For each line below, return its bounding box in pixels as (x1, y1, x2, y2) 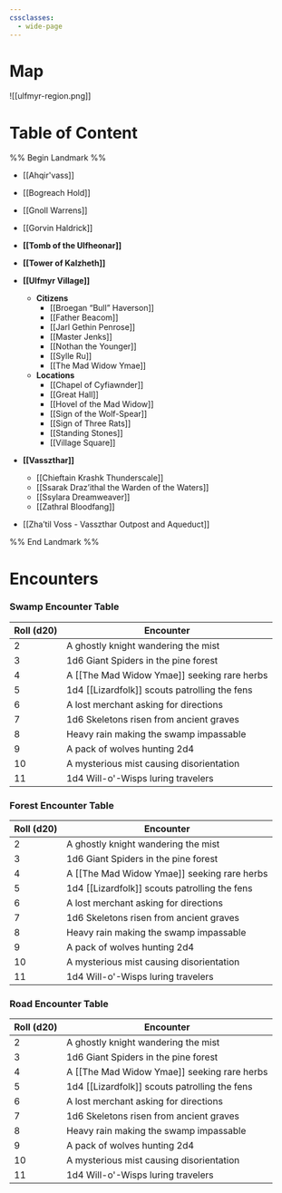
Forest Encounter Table (9, 799, 115, 811)
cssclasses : (9, 13, 54, 23)
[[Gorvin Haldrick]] (22, 223, 93, 234)
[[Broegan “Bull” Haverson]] (49, 303, 154, 314)
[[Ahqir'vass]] (22, 170, 75, 181)
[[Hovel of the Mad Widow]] (49, 399, 154, 410)
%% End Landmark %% (9, 537, 100, 548)
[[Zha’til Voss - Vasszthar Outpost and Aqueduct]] (22, 519, 210, 530)
